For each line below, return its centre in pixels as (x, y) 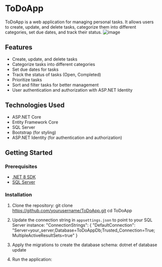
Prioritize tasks (27, 79)
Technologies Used (35, 105)
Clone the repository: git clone (42, 205)
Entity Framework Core (35, 122)
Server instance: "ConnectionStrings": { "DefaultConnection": (74, 225)
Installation (19, 195)
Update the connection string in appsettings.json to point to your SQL (82, 220)
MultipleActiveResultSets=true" (43, 235)
